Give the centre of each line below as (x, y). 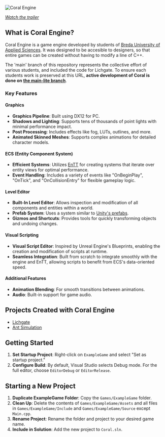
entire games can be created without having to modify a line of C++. (74, 55)
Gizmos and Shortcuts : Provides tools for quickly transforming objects (84, 218)
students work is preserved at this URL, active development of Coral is (78, 75)
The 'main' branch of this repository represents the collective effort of (76, 65)
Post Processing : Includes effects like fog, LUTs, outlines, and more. (82, 131)
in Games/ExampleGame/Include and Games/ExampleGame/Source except (81, 408)
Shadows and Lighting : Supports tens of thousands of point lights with (84, 121)
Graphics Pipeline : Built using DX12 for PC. (56, 116)
